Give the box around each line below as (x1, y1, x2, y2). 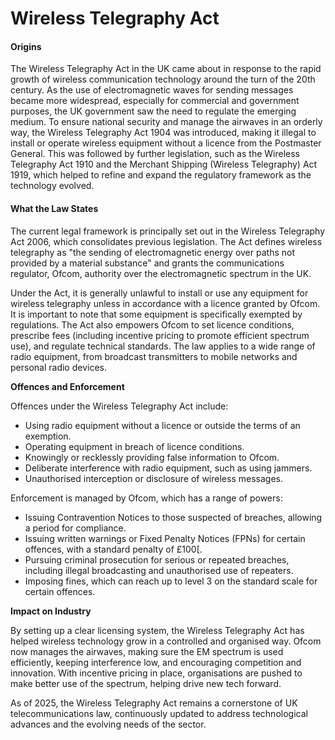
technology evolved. (10, 180, 95, 192)
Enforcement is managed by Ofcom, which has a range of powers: (10, 492, 283, 504)
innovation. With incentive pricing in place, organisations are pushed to (10, 667, 303, 679)
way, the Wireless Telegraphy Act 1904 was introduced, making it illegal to (10, 127, 317, 139)
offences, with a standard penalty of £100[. (24, 543, 203, 555)
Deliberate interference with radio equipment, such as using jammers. (24, 462, 313, 474)
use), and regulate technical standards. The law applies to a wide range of (10, 340, 316, 352)
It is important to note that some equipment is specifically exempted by (10, 308, 303, 320)
